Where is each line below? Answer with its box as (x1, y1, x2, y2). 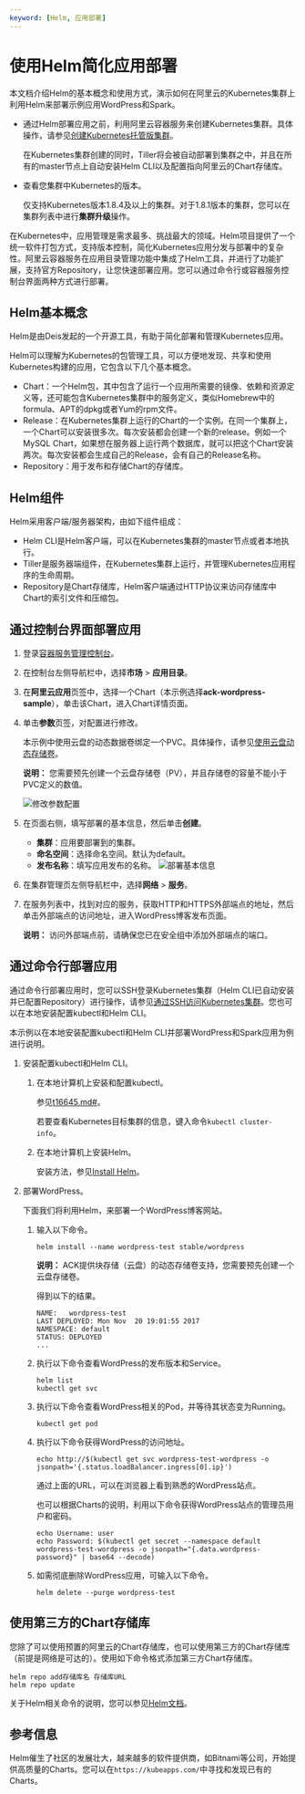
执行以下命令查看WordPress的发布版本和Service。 (36, 1357, 226, 1369)
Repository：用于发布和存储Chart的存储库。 (22, 461, 188, 472)
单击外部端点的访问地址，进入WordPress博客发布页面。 (22, 910, 232, 921)
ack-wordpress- (203, 686, 266, 697)
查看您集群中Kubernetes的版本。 (22, 180, 147, 191)
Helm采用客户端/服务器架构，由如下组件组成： (9, 516, 184, 527)
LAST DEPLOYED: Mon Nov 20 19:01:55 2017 (36, 1316, 200, 1326)
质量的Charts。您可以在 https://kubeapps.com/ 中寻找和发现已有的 (25, 1764, 272, 1775)
